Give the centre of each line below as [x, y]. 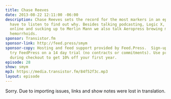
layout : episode [22, 77]
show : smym [17, 67]
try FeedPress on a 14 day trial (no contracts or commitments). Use [85, 53]
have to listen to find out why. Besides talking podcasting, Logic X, [88, 24]
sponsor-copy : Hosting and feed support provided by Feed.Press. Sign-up [86, 48]
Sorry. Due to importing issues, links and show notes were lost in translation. [85, 91]
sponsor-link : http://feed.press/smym [46, 43]
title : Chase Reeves [27, 10]
